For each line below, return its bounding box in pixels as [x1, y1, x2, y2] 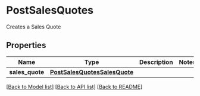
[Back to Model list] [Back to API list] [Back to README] [6, 83, 143, 90]
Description [139, 57, 174, 66]
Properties [6, 40, 46, 50]
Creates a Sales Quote [6, 23, 61, 30]
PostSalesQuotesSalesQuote [49, 68, 134, 76]
